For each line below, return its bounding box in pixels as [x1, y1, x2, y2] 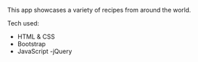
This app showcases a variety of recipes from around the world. [7, 6, 192, 14]
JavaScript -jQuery [17, 48, 73, 55]
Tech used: [7, 19, 40, 27]
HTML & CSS [17, 32, 55, 41]
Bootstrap [17, 40, 46, 48]
